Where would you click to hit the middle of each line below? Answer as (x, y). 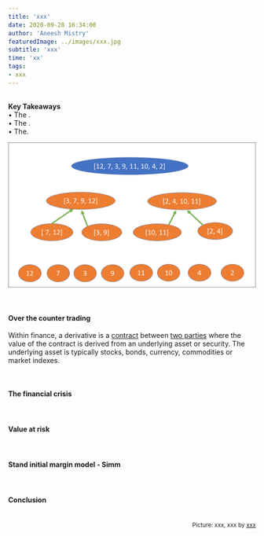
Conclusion (27, 500)
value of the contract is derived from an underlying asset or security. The (126, 344)
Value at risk (29, 429)
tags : (17, 67)
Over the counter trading (49, 318)
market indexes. (34, 361)
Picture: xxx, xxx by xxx (224, 525)
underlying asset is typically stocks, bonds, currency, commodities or (121, 352)
